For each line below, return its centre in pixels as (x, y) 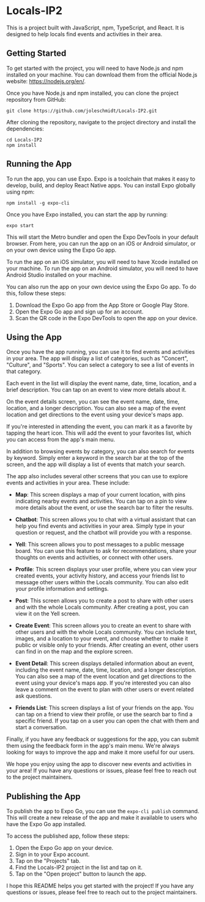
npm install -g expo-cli (38, 203)
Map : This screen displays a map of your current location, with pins (100, 495)
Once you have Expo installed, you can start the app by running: (87, 214)
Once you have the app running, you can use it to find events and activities (101, 352)
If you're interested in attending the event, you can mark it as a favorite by (99, 427)
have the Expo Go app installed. (47, 824)
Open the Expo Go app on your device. (64, 848)
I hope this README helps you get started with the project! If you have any (100, 886)
